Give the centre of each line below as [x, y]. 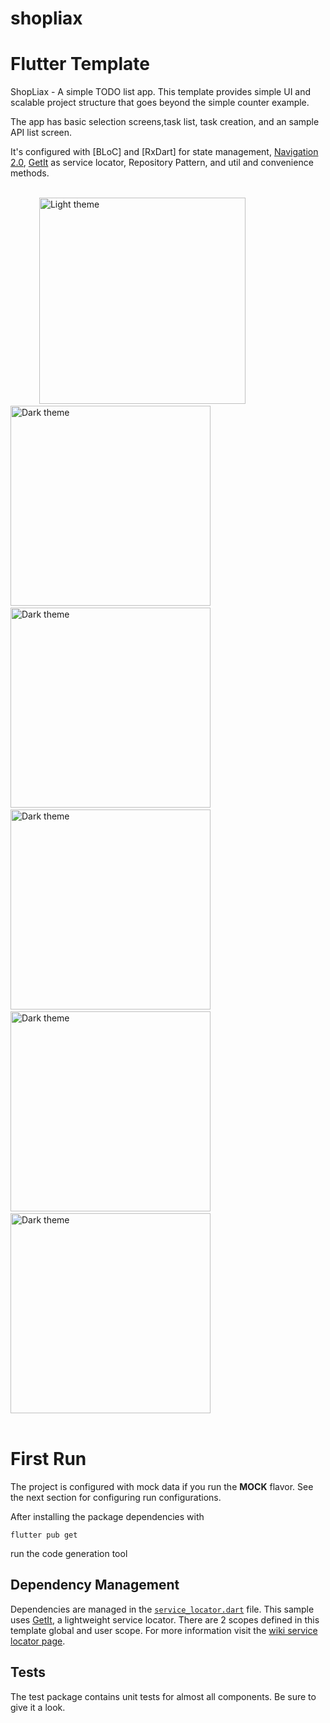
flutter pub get [44, 1535]
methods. [30, 173]
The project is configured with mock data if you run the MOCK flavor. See [162, 1487]
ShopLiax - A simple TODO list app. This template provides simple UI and [161, 92]
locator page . [38, 1641]
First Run [48, 1459]
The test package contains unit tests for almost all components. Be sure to [163, 1696]
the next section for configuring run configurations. [116, 1498]
